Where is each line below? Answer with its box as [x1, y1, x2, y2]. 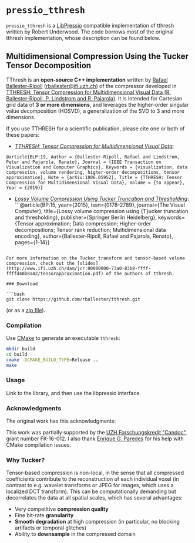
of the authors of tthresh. [106, 271, 175, 276]
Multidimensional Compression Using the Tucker [6, 52, 189, 62]
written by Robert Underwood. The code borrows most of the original [6, 28, 174, 35]
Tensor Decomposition [6, 60, 92, 70]
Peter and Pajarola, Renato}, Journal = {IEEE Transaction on [6, 159, 162, 165]
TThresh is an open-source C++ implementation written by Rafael [6, 76, 168, 83]
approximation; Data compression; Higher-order [35, 220, 152, 227]
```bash [6, 291, 25, 297]
